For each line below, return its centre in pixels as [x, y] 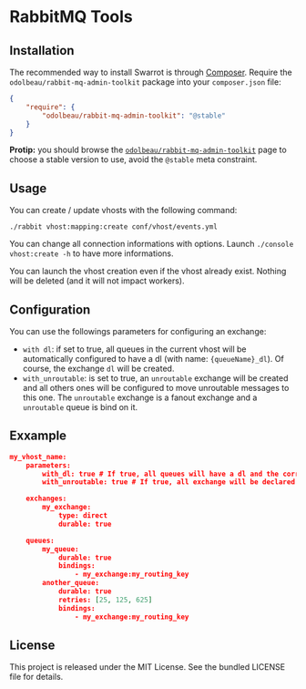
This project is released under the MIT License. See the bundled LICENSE [147, 667]
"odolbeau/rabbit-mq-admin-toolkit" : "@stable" [134, 116]
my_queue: [61, 549]
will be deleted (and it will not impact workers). [97, 281]
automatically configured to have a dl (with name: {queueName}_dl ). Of [153, 359]
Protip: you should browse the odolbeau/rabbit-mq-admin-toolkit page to [148, 150]
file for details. [36, 677]
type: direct [82, 516]
